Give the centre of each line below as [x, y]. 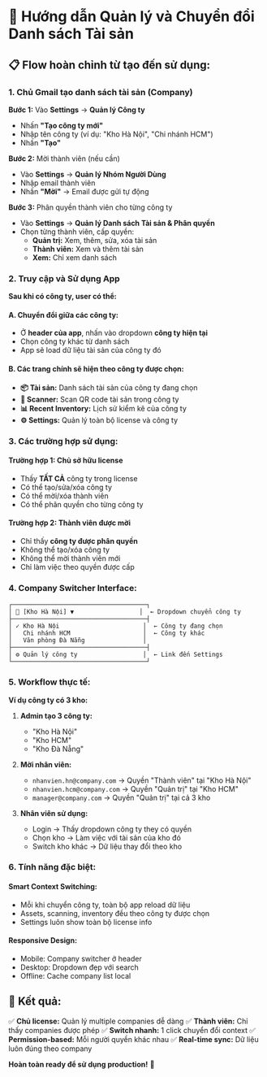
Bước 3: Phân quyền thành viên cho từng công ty [90, 207]
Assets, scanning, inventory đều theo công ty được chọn [115, 913]
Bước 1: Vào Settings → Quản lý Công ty [77, 110]
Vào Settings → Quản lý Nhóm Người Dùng [93, 174]
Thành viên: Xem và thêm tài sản [88, 249]
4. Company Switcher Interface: [73, 588]
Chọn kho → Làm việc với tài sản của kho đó [106, 837]
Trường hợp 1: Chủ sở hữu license [66, 460]
